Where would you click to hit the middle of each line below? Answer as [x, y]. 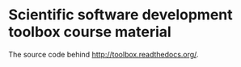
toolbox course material [90, 32]
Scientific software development [120, 15]
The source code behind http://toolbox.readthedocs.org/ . [104, 54]
